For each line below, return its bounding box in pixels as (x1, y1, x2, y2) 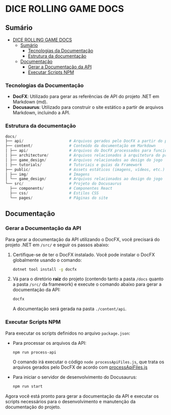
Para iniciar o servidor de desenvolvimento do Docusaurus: (12, 374, 137, 380)
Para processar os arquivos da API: (12, 340, 87, 346)
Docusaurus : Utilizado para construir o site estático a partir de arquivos (12, 104, 164, 110)
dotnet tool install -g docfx (12, 266, 77, 272)
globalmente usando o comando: (12, 257, 82, 263)
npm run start (12, 384, 43, 389)
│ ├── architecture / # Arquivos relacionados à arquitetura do (5, 153, 160, 158)
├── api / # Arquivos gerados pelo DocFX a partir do (5, 138, 163, 144)
